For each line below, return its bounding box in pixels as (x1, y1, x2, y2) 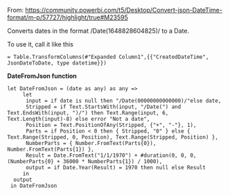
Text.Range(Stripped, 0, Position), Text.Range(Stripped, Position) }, (7, 134, 218, 141)
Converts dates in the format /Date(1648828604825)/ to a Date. (7, 27, 189, 35)
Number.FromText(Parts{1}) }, (7, 146, 95, 153)
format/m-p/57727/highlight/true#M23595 (7, 13, 128, 22)
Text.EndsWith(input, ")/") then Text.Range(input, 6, (7, 110, 169, 117)
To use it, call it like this (7, 40, 74, 48)
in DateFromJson (10, 183, 57, 189)
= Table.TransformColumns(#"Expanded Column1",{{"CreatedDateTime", (7, 53, 209, 60)
